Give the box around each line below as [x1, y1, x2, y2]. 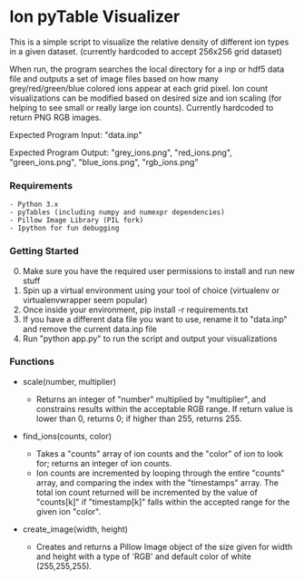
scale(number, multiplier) [22, 376, 116, 387]
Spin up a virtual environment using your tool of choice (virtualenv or [22, 284, 279, 296]
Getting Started [9, 245, 79, 258]
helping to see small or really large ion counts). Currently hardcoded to [9, 102, 274, 113]
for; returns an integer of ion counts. [35, 457, 172, 468]
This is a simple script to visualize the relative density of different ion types [9, 36, 289, 47]
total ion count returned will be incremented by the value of [35, 487, 259, 497]
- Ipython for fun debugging [9, 224, 120, 233]
